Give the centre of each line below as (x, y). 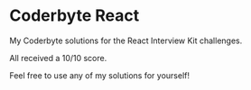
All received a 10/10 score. (58, 58)
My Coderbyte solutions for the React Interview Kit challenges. (126, 40)
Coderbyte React (74, 16)
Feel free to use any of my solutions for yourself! (99, 75)
